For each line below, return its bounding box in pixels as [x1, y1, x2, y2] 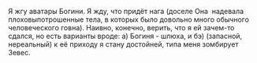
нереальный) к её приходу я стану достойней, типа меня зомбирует [8, 40, 239, 49]
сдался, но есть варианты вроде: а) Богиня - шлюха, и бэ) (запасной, [8, 31, 243, 40]
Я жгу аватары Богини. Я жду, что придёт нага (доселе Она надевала [8, 7, 244, 16]
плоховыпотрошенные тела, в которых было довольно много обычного [8, 15, 250, 24]
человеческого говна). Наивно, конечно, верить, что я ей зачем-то [8, 23, 235, 32]
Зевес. [8, 48, 31, 57]
